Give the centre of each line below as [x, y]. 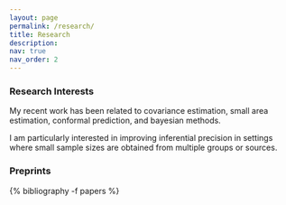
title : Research [40, 34]
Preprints [30, 171]
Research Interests [52, 91]
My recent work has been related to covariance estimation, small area [139, 111]
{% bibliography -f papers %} [65, 191]
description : [34, 43]
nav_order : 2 [34, 60]
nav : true [28, 51]
